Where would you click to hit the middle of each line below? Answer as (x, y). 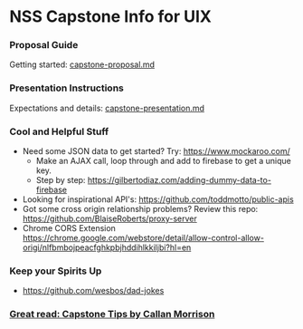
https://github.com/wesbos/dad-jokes (93, 291)
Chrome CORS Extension (69, 228)
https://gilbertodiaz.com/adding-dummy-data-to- (179, 180)
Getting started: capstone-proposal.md (82, 64)
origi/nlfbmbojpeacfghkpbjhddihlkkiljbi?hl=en (107, 247)
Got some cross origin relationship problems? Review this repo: (140, 209)
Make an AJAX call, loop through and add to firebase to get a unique (163, 161)
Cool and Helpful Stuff (59, 131)
